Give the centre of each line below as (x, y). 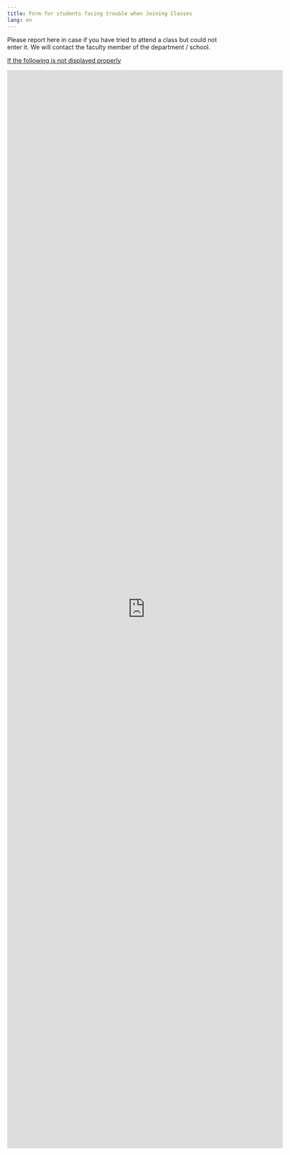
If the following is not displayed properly (64, 60)
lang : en (20, 20)
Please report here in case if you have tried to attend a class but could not (112, 39)
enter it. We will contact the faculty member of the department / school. (109, 47)
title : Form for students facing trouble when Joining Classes (100, 13)
